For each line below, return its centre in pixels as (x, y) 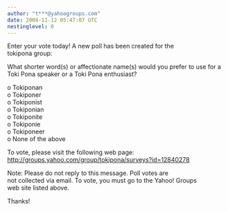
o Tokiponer (24, 95)
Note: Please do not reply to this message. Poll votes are (88, 173)
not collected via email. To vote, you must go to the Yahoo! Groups (102, 181)
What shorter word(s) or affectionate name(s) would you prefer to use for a (114, 67)
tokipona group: (30, 53)
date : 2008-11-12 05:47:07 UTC (52, 20)
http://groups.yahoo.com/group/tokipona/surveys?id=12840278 (98, 160)
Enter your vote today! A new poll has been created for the (91, 46)
